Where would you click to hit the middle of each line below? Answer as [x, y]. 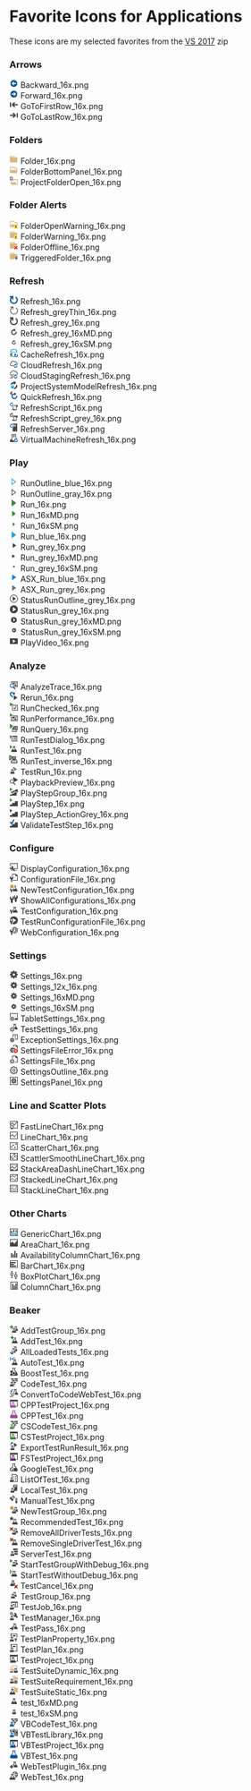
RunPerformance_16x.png [67, 719]
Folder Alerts [38, 205]
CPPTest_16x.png [52, 1416]
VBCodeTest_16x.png [59, 1724]
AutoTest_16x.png [52, 1363]
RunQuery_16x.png [54, 729]
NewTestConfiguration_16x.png [77, 890]
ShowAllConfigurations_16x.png [78, 900]
